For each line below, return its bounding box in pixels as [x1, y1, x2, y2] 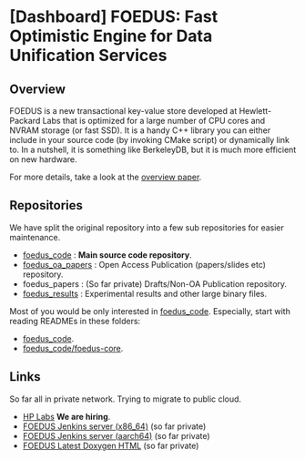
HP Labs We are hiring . [22, 411, 111, 422]
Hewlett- [239, 106, 272, 116]
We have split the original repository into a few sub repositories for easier [9, 221, 285, 233]
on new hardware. [9, 154, 77, 165]
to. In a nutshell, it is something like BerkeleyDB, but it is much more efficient [9, 144, 297, 155]
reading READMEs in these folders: [9, 315, 141, 326]
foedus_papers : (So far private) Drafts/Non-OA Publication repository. [22, 278, 288, 289]
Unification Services [9, 46, 168, 66]
